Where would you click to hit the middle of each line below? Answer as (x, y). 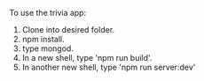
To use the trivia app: (48, 13)
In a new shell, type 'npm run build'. (87, 58)
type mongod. (47, 48)
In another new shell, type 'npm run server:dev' (109, 67)
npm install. (43, 39)
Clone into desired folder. (68, 29)
